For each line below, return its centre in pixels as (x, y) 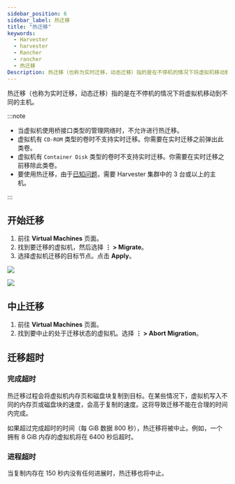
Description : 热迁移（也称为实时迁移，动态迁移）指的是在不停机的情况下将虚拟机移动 (116, 72)
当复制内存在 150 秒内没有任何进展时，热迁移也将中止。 (87, 474)
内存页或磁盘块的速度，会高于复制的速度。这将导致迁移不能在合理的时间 (123, 404)
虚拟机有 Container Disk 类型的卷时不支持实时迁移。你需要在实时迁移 (117, 156)
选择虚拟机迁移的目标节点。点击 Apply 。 (76, 256)
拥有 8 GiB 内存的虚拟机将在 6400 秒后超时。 (72, 436)
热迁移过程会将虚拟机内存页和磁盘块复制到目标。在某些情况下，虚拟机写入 (114, 395)
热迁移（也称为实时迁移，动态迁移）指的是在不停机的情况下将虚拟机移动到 (114, 93)
